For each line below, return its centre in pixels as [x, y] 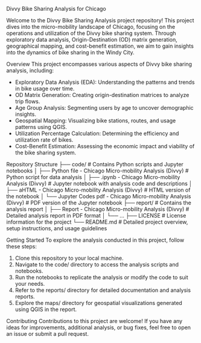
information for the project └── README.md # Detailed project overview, [97, 222]
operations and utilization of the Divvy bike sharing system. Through [91, 33]
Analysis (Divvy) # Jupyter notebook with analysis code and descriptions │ [99, 184]
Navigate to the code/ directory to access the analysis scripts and [97, 264]
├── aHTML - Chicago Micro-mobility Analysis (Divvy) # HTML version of [98, 190]
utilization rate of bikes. [44, 140]
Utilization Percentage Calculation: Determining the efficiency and [97, 133]
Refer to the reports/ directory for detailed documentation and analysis [103, 290]
